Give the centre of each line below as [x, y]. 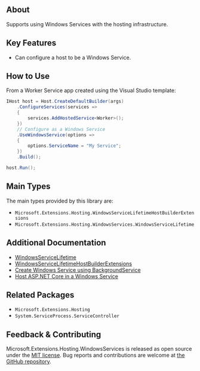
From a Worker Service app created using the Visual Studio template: [91, 91]
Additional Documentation [56, 243]
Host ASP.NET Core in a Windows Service [66, 276]
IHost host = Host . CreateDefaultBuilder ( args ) [65, 102]
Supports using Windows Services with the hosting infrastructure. [87, 24]
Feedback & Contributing [54, 334]
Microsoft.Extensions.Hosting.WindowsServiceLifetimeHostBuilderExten [104, 213]
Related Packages [40, 295]
